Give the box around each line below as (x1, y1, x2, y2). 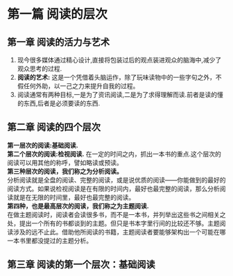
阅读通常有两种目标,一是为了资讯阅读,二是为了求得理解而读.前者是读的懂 (17, 91, 223, 98)
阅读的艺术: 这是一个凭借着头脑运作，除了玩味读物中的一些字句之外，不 (17, 74, 222, 81)
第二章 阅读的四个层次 (7, 121, 101, 133)
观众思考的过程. (17, 64, 62, 73)
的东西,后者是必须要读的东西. (17, 99, 101, 107)
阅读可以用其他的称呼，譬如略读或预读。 (7, 158, 123, 166)
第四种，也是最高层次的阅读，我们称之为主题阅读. (7, 202, 149, 210)
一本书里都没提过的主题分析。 (7, 236, 92, 245)
